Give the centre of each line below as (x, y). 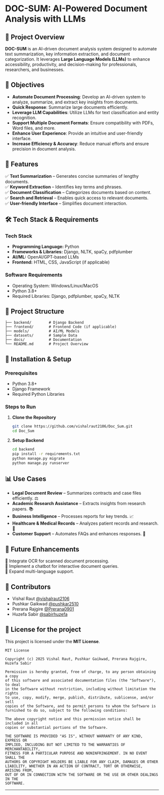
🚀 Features (22, 164)
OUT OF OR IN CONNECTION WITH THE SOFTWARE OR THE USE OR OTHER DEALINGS (82, 774)
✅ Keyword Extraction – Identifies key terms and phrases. (64, 187)
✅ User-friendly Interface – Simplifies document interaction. (66, 203)
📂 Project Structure (35, 311)
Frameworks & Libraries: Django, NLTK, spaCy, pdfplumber (72, 252)
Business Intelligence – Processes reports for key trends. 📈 (73, 516)
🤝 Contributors (28, 587)
